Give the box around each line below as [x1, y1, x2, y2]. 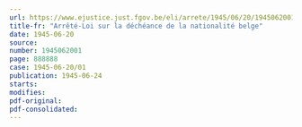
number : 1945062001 [9, 47, 83, 55]
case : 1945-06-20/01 [9, 63, 87, 72]
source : [9, 38, 39, 47]
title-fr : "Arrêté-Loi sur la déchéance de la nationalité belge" [9, 21, 263, 30]
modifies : [9, 88, 47, 97]
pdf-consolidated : [9, 105, 78, 114]
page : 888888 [9, 55, 58, 63]
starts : [9, 80, 39, 89]
